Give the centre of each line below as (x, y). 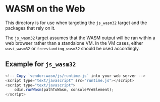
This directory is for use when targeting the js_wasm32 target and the (76, 23)
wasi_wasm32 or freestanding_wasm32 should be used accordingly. (73, 48)
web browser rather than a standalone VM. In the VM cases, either (74, 43)
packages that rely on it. (30, 28)
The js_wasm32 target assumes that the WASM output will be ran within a (80, 38)
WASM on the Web (45, 9)
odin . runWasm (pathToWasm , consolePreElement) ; (64, 90)
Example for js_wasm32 (41, 64)
